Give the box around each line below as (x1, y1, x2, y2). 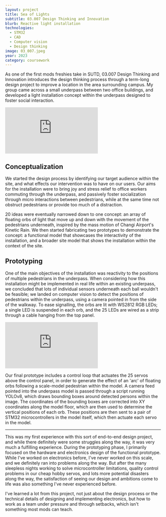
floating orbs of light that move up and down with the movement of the (5, 217, 149, 223)
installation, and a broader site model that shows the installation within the (5, 238, 156, 243)
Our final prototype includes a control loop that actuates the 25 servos (5, 372, 148, 378)
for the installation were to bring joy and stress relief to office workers (5, 186, 147, 192)
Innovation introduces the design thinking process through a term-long (5, 77, 149, 82)
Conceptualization (5, 162, 63, 171)
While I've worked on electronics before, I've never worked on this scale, (5, 455, 154, 461)
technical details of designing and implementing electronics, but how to (5, 496, 151, 502)
